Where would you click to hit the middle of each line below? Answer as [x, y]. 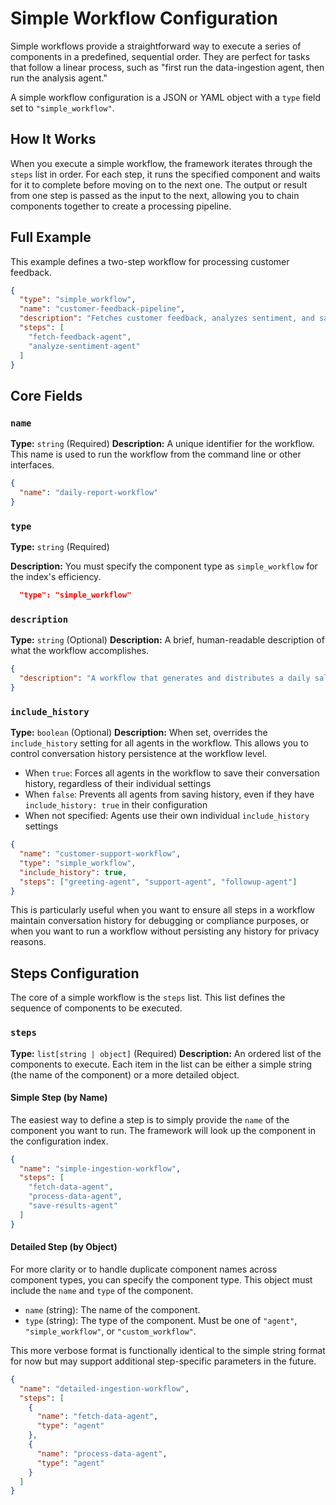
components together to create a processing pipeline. [121, 206]
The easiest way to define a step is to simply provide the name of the [150, 1119]
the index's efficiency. [56, 577]
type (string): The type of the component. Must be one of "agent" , [161, 1320]
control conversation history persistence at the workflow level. [139, 754]
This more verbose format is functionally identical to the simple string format [168, 1350]
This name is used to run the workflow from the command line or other [156, 454]
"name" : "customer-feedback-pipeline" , [102, 309]
